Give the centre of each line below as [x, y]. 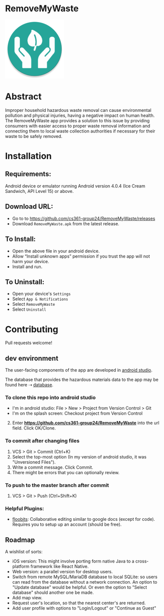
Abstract [23, 97]
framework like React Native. [59, 566]
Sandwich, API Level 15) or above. [39, 191]
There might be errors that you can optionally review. [66, 472]
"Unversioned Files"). [34, 462]
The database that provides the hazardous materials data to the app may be [82, 380]
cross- [142, 561]
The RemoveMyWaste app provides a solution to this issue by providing [77, 120]
